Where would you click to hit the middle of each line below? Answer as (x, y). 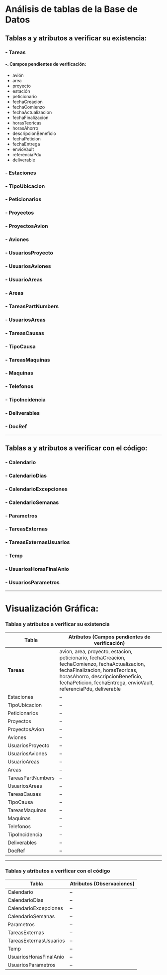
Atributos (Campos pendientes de (109, 637)
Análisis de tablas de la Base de (72, 9)
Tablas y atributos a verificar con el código (58, 871)
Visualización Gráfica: (52, 608)
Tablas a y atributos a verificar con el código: (76, 448)
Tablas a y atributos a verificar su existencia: (76, 38)
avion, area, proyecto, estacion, (96, 651)
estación (21, 91)
